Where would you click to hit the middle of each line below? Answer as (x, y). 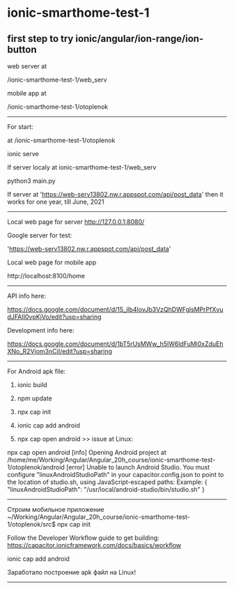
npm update (34, 398)
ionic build (32, 385)
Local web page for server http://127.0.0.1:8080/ (76, 222)
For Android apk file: (37, 371)
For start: (20, 127)
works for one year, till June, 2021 (56, 202)
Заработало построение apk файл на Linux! (72, 572)
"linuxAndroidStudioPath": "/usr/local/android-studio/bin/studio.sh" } (106, 489)
